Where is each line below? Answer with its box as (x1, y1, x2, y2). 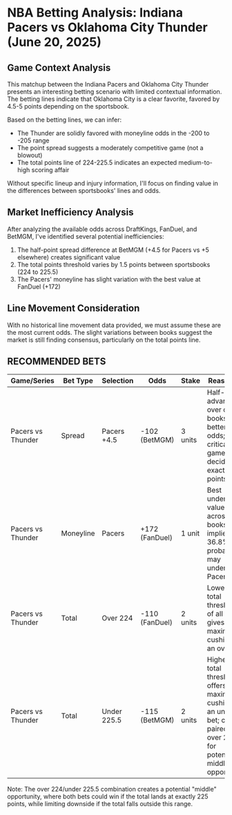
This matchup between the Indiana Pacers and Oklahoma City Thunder (7, 80, 209, 88)
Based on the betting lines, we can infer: (7, 116, 122, 124)
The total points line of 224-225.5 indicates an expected (17, 158, 177, 167)
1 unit (180, 529, 200, 538)
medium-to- (178, 158, 213, 167)
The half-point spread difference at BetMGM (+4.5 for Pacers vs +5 (17, 246, 209, 254)
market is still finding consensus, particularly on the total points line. (7, 336, 201, 344)
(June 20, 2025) (7, 35, 102, 50)
